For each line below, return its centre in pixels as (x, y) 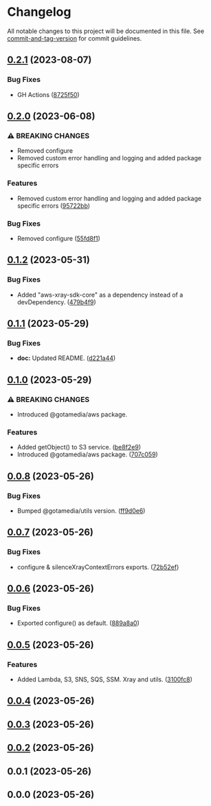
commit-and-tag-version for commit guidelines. (75, 38)
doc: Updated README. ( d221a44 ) (66, 358)
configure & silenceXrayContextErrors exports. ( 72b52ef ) (98, 567)
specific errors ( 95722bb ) (54, 205)
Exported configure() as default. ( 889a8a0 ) (78, 623)
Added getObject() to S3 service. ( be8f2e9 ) (79, 447)
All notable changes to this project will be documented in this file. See (106, 31)
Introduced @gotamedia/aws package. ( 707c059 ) (87, 454)
